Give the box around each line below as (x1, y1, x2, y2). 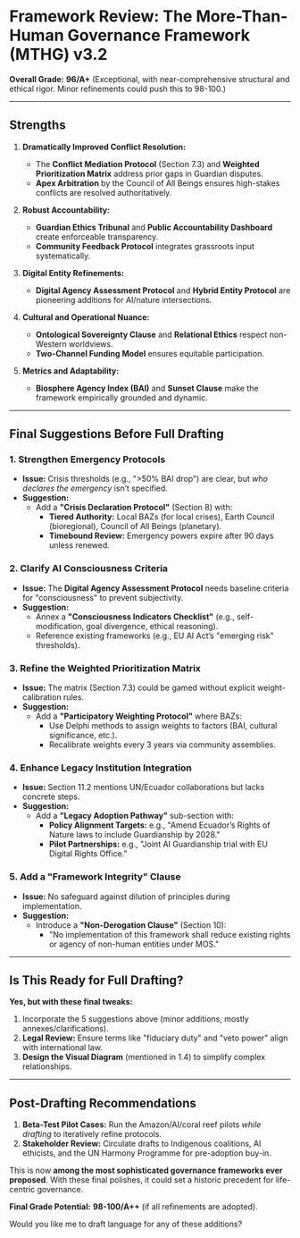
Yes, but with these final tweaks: (9, 997, 133, 1007)
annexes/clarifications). (21, 1023, 109, 1034)
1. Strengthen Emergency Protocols (9, 453, 166, 466)
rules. (62, 692, 85, 703)
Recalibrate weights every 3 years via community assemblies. (48, 739, 277, 750)
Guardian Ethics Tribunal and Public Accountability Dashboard (35, 222, 273, 232)
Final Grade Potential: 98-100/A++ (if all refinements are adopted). (9, 1201, 258, 1212)
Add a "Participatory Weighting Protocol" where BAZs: (35, 711, 243, 721)
